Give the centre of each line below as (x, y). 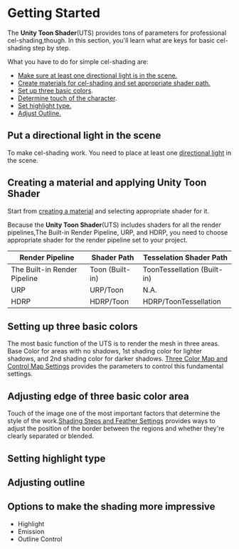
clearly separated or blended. (51, 436)
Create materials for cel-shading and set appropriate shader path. (114, 82)
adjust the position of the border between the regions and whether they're (116, 429)
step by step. (52, 48)
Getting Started (54, 13)
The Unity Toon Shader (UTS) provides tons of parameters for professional (117, 33)
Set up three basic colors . (55, 90)
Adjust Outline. (39, 113)
